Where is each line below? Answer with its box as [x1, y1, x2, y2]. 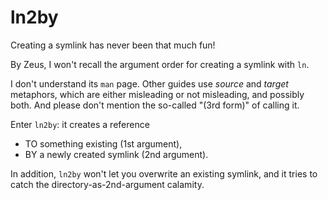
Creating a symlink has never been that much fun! [10, 39, 216, 51]
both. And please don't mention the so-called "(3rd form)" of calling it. [10, 99, 300, 111]
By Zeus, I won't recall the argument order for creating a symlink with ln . [10, 58, 310, 70]
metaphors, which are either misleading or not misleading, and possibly [10, 88, 305, 100]
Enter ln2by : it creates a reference [10, 118, 150, 130]
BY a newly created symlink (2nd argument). [24, 148, 209, 160]
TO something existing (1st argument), [24, 137, 183, 150]
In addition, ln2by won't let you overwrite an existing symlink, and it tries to [10, 167, 318, 180]
